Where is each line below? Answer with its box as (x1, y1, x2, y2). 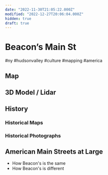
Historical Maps (5, 120, 43, 126)
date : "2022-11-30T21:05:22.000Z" (5, 7, 75, 12)
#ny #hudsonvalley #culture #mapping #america (5, 58, 103, 64)
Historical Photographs (5, 132, 61, 139)
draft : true (5, 20, 29, 26)
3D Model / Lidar (5, 88, 56, 96)
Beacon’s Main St (5, 42, 76, 52)
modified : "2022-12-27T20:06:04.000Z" (5, 12, 84, 17)
